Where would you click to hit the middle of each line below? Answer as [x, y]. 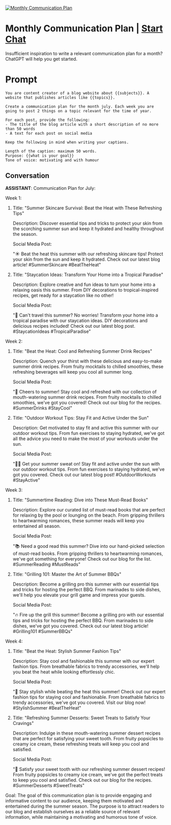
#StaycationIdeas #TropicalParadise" [52, 331]
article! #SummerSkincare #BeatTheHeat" [57, 264]
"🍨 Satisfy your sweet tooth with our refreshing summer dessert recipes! [89, 769]
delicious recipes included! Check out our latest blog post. [74, 326]
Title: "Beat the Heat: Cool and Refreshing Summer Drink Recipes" [82, 351]
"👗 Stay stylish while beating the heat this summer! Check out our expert [89, 691]
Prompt [21, 80]
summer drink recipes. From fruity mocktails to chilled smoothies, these [88, 366]
